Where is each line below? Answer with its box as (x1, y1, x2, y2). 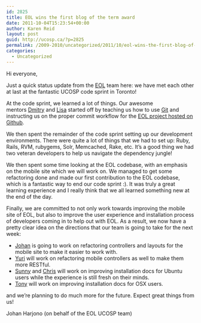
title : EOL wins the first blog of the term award (6, 14, 135, 20)
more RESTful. (14, 261, 51, 268)
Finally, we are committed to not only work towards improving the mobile (6, 205, 185, 212)
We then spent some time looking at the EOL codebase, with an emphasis (6, 161, 188, 168)
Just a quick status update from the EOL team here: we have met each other (6, 82, 194, 89)
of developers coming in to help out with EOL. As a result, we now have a (6, 217, 187, 225)
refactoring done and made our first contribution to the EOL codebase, (6, 174, 181, 181)
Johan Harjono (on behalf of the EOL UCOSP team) (6, 310, 133, 317)
